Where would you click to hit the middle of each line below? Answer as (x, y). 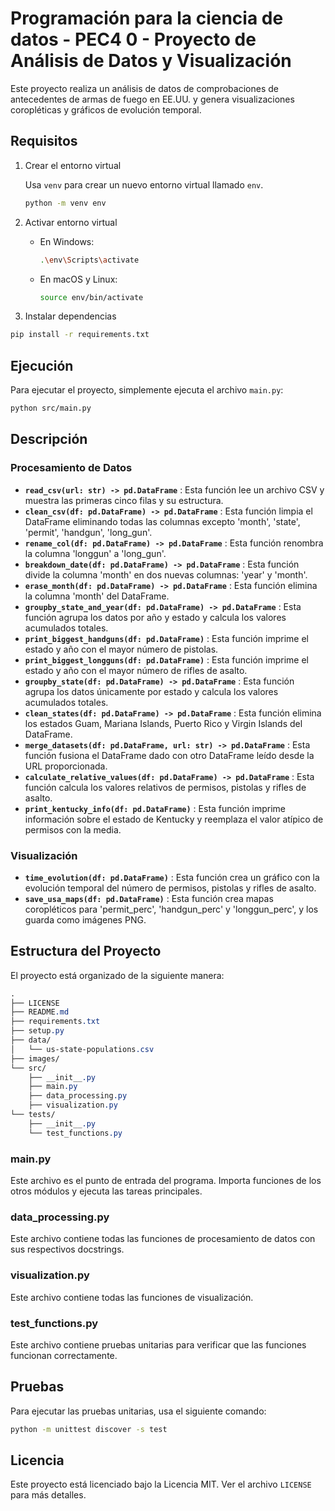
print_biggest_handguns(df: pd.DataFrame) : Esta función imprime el (166, 638)
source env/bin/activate (91, 297)
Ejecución (42, 365)
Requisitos (44, 141)
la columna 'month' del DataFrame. (97, 596)
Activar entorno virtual (71, 222)
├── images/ (35, 1058)
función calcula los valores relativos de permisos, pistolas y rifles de (165, 787)
